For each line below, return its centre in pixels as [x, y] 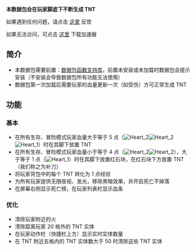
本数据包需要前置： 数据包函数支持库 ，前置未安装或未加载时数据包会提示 [102, 69]
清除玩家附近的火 [35, 219]
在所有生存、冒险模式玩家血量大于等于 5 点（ [69, 137]
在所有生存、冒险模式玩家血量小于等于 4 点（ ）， [98, 152]
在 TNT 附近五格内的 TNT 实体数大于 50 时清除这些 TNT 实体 [89, 241]
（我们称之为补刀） [38, 166]
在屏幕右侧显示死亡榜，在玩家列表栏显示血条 [69, 188]
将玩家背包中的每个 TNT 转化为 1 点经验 [62, 174]
